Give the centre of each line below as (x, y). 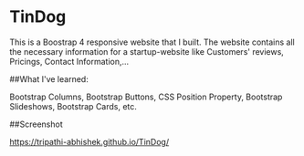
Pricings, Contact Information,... (69, 61)
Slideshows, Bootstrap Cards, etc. (73, 106)
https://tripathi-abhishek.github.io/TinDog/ (89, 141)
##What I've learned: (49, 78)
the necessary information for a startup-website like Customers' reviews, (147, 51)
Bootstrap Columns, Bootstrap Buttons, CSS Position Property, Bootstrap (146, 97)
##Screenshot (36, 124)
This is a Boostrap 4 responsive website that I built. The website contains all (152, 42)
